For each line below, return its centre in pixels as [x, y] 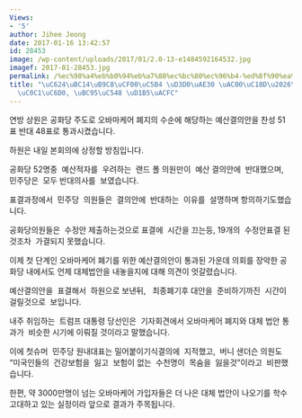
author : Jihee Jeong [48, 34]
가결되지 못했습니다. [71, 241]
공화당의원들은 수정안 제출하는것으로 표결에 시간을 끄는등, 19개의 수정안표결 [145, 229]
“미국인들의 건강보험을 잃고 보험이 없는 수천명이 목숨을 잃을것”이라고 [136, 362]
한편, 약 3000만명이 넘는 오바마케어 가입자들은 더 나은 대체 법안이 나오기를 [140, 393]
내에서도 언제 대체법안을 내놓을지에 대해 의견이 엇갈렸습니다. [132, 271]
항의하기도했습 [266, 200]
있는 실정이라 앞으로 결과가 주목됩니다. [107, 404]
